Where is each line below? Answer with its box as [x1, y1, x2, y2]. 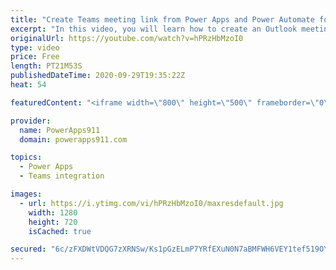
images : [10, 189, 43, 199]
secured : [10, 244, 47, 255]
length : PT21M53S [10, 61, 83, 71]
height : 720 [28, 217, 78, 227]
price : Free [10, 52, 60, 62]
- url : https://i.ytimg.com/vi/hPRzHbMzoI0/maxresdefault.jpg [19, 198, 284, 208]
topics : [10, 152, 43, 163]
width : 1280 [28, 207, 78, 218]
